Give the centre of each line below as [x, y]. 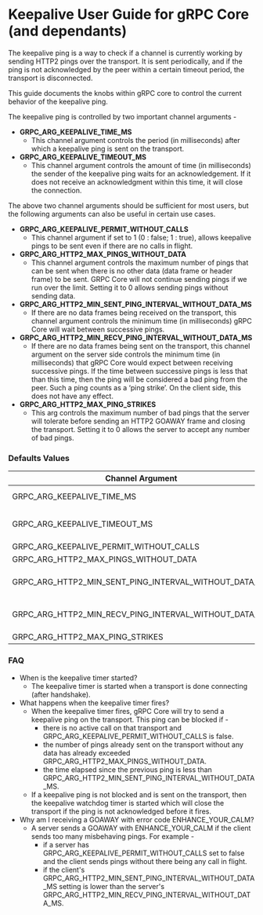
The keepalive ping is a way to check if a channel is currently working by [125, 53]
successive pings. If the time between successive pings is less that [139, 371]
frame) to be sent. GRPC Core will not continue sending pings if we [139, 279]
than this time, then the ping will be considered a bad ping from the [139, 379]
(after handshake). [61, 694]
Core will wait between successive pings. [98, 329]
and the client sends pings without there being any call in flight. [145, 861]
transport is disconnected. [50, 78]
